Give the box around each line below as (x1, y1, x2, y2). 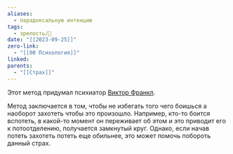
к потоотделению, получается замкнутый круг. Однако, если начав (7, 124, 209, 132)
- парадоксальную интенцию (13, 17, 93, 24)
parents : (7, 62, 33, 69)
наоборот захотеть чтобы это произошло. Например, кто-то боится (7, 109, 211, 118)
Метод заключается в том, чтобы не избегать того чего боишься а (7, 101, 207, 110)
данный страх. (7, 139, 51, 147)
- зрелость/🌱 (13, 29, 52, 37)
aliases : (7, 10, 33, 17)
